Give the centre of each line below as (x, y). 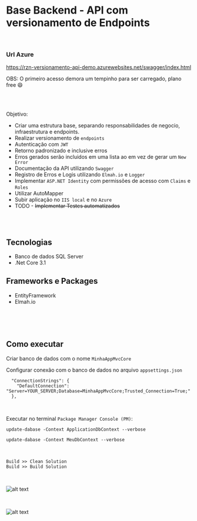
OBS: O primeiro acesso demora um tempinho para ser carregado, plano (94, 79)
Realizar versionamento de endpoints (59, 138)
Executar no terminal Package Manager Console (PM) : (70, 418)
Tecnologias (29, 242)
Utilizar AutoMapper (39, 194)
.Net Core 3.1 (30, 263)
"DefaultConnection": (43, 386)
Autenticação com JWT (41, 145)
